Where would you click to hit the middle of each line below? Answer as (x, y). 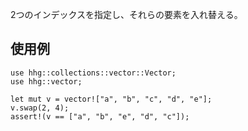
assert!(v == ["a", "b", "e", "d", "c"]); (100, 116)
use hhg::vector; (46, 81)
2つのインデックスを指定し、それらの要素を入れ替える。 (126, 14)
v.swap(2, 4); (40, 108)
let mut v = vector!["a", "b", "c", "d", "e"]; (111, 99)
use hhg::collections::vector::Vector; (93, 73)
